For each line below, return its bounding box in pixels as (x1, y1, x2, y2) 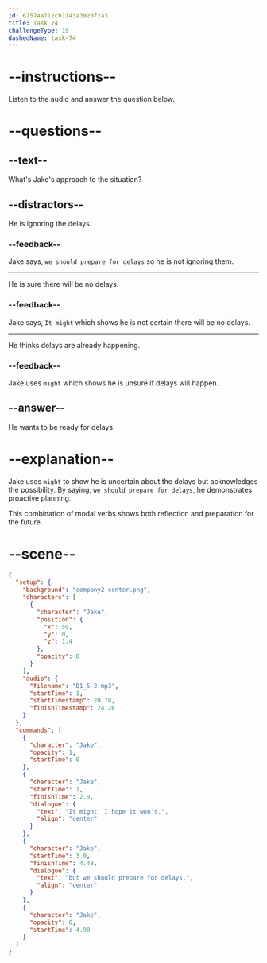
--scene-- (8, 545, 76, 563)
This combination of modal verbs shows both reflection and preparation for (8, 509, 254, 518)
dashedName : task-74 (8, 33, 77, 42)
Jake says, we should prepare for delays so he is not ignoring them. (8, 257, 234, 266)
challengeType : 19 (8, 26, 69, 34)
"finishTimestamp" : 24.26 (29, 704, 115, 712)
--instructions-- (8, 68, 117, 86)
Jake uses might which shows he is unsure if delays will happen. (8, 378, 219, 388)
